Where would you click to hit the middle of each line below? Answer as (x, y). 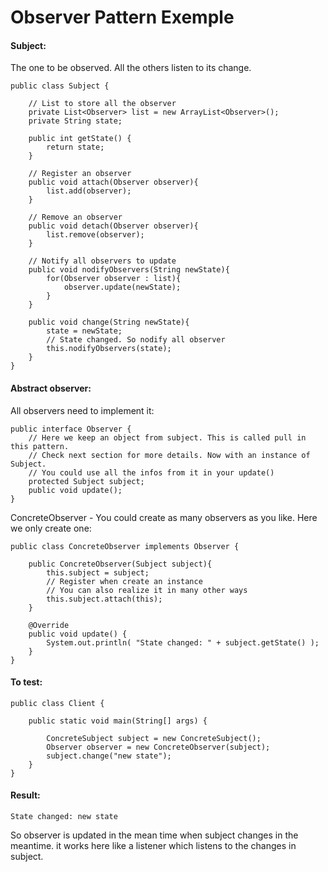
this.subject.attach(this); (104, 599)
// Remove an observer (75, 217)
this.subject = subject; (98, 572)
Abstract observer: (51, 388)
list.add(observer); (89, 191)
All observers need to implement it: (82, 410)
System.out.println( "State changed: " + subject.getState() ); (183, 642)
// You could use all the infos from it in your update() (151, 472)
